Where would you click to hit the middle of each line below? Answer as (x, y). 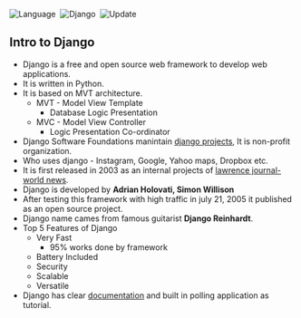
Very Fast (54, 237)
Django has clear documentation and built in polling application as (146, 295)
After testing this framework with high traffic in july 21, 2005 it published (157, 198)
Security (52, 266)
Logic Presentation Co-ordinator (110, 131)
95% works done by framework (108, 247)
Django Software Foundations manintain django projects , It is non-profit (156, 141)
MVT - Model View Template (89, 102)
